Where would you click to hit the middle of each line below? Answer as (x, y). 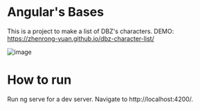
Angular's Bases (56, 12)
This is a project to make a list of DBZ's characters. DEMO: (91, 31)
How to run (39, 80)
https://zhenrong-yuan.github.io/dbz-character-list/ (81, 38)
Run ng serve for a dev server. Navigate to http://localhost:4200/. (100, 99)
